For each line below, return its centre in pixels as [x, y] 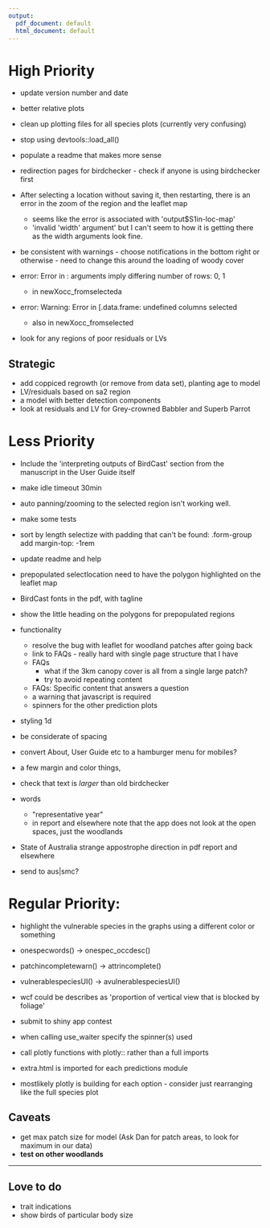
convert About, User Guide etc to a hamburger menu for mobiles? [128, 752]
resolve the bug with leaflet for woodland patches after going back [142, 646]
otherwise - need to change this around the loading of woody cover [132, 260]
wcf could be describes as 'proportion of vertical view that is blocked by [139, 997]
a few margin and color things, [70, 768]
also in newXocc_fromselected [83, 323]
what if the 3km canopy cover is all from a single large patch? [145, 671]
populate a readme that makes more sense [91, 155]
